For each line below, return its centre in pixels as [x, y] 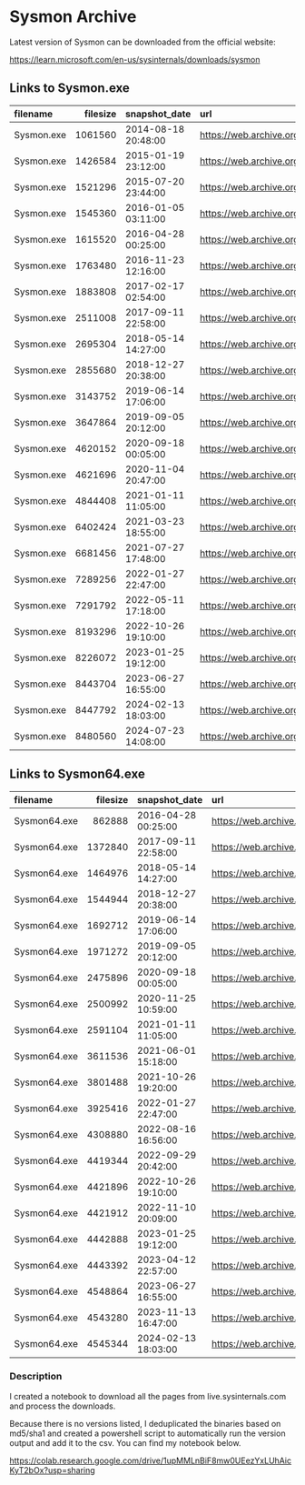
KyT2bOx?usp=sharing [52, 1470]
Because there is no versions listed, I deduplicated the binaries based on [145, 1423]
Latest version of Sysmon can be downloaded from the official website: [143, 42]
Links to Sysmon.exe [69, 88]
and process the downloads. [63, 1406]
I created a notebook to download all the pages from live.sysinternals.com [148, 1396]
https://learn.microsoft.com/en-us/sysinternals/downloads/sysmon [135, 59]
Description [36, 1377]
